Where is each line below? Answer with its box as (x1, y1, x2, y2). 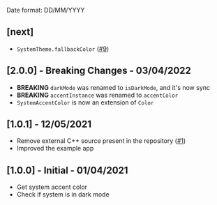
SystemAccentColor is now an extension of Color (16, 98, 154, 107)
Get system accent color (16, 183, 88, 191)
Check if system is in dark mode (16, 190, 110, 199)
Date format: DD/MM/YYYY (6, 6, 85, 14)
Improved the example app (16, 144, 94, 153)
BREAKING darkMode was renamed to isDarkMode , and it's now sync (16, 83, 211, 91)
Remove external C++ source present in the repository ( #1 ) (16, 137, 186, 145)
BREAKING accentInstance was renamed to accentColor (16, 91, 179, 99)
